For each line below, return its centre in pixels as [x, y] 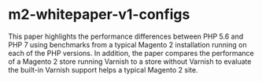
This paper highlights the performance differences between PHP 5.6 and [126, 36]
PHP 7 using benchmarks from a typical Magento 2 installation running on [127, 44]
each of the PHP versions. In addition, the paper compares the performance [131, 53]
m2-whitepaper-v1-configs [99, 15]
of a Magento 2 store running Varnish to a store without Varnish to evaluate [130, 61]
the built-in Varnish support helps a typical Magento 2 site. [103, 69]
